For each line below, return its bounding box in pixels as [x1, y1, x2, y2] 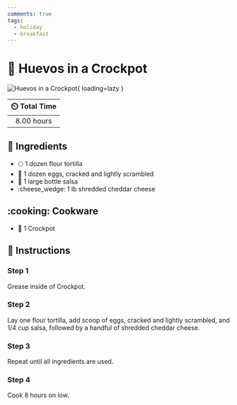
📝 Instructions [7, 245, 71, 257]
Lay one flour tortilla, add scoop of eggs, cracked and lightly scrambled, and [7, 316, 230, 324]
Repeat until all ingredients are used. [7, 357, 114, 366]
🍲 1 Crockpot [17, 224, 55, 233]
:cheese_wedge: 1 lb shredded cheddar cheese [17, 185, 156, 193]
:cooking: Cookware [7, 205, 99, 217]
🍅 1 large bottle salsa [17, 177, 79, 185]
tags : [7, 17, 23, 24]
